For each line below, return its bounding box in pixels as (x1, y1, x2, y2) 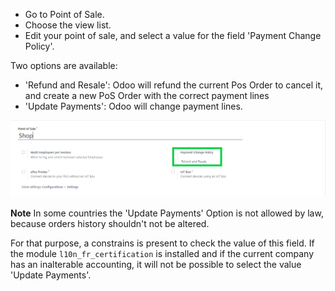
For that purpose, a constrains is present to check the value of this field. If (10, 237, 315, 249)
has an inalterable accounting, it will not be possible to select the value (10, 258, 302, 270)
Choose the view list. (24, 19, 112, 31)
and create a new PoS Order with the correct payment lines (24, 90, 270, 101)
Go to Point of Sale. (24, 9, 105, 20)
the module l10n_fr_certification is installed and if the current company (10, 247, 315, 259)
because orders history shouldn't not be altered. (10, 217, 210, 229)
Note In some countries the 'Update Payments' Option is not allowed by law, (10, 207, 324, 219)
